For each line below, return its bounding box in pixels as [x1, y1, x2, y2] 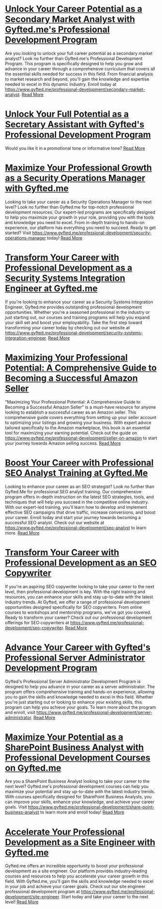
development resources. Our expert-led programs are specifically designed [5, 209, 156, 215]
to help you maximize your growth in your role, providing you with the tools [5, 214, 154, 220]
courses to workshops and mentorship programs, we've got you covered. [5, 609, 151, 615]
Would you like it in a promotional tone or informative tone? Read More [5, 145, 145, 151]
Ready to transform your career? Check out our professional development [5, 615, 152, 620]
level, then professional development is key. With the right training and [5, 588, 145, 595]
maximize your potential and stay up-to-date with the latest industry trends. [5, 789, 156, 795]
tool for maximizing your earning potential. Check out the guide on [5, 430, 137, 436]
